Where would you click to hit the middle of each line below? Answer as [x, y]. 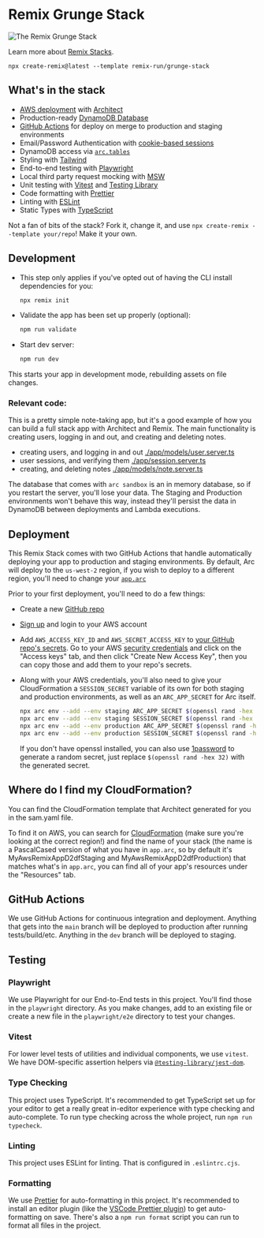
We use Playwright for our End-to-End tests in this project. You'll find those [130, 1000]
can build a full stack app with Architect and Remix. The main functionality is [132, 428]
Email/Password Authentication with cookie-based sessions [117, 143]
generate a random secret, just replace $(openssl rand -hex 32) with [132, 757]
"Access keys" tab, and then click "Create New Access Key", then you [133, 656]
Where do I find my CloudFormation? [100, 790]
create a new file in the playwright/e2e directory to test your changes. [122, 1016]
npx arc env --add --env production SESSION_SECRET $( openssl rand [133, 733]
